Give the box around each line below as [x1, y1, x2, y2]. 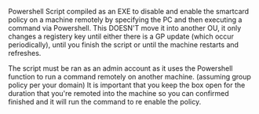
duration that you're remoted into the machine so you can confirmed [8, 89, 229, 97]
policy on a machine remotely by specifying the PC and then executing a [8, 15, 243, 24]
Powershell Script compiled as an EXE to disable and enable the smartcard [8, 7, 250, 16]
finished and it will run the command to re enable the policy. [8, 97, 202, 106]
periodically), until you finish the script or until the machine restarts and [8, 40, 239, 50]
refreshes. [8, 49, 42, 57]
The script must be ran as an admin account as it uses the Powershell [8, 64, 233, 73]
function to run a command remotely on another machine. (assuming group [8, 72, 251, 81]
